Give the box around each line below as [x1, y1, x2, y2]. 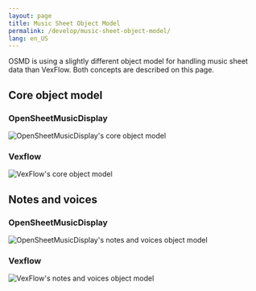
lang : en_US [8, 34, 48, 43]
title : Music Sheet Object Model [8, 19, 121, 27]
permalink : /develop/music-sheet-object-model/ [8, 27, 171, 35]
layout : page [8, 11, 52, 20]
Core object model [8, 88, 103, 102]
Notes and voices [8, 193, 98, 206]
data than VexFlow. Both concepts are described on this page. [8, 65, 215, 75]
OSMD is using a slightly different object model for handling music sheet [8, 56, 248, 66]
